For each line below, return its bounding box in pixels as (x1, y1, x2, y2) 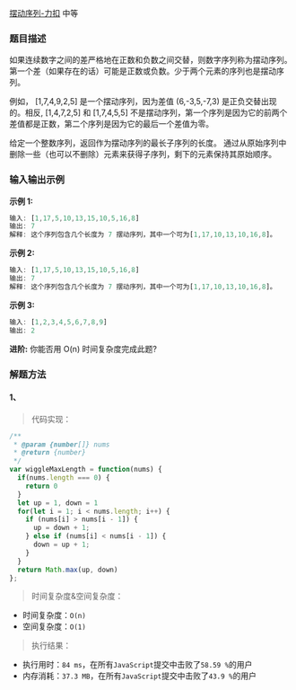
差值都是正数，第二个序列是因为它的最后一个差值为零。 (9, 119, 213, 129)
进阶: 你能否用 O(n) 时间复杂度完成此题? (9, 343, 157, 354)
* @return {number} (13, 448, 87, 457)
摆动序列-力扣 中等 (9, 8, 79, 18)
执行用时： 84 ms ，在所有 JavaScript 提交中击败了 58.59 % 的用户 (22, 659, 253, 670)
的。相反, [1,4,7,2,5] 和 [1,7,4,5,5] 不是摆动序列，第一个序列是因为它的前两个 (9, 107, 288, 119)
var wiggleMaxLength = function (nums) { (9, 465, 163, 474)
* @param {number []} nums (13, 439, 110, 449)
